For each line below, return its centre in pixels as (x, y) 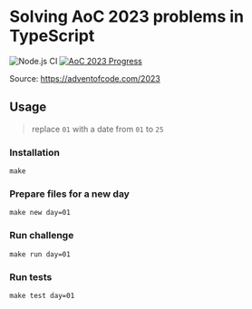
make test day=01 (42, 295)
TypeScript (52, 36)
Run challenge (42, 236)
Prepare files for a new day (69, 194)
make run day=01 (40, 254)
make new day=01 (40, 213)
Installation (35, 152)
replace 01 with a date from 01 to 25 (97, 129)
